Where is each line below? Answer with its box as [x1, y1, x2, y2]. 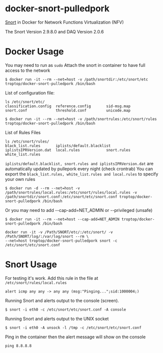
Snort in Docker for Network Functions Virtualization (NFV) [5, 19, 124, 25]
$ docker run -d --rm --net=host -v [5, 185, 80, 191]
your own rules [5, 176, 35, 182]
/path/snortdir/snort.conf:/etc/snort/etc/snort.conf [5, 194, 118, 199]
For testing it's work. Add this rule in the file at [5, 275, 98, 281]
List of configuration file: [5, 89, 55, 96]
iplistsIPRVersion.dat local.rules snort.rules [5, 147, 131, 152]
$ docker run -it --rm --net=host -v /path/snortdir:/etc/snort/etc [5, 77, 148, 82]
